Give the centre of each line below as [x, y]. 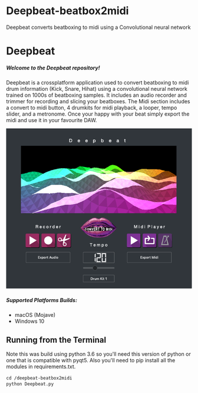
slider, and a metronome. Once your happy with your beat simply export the [98, 114]
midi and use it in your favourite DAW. [52, 120]
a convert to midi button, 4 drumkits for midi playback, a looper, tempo [92, 108]
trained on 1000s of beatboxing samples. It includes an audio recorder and [97, 95]
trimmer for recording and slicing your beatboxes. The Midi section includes [98, 101]
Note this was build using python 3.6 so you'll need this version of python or [99, 354]
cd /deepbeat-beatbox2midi [39, 378]
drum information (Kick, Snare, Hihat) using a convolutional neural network [97, 89]
